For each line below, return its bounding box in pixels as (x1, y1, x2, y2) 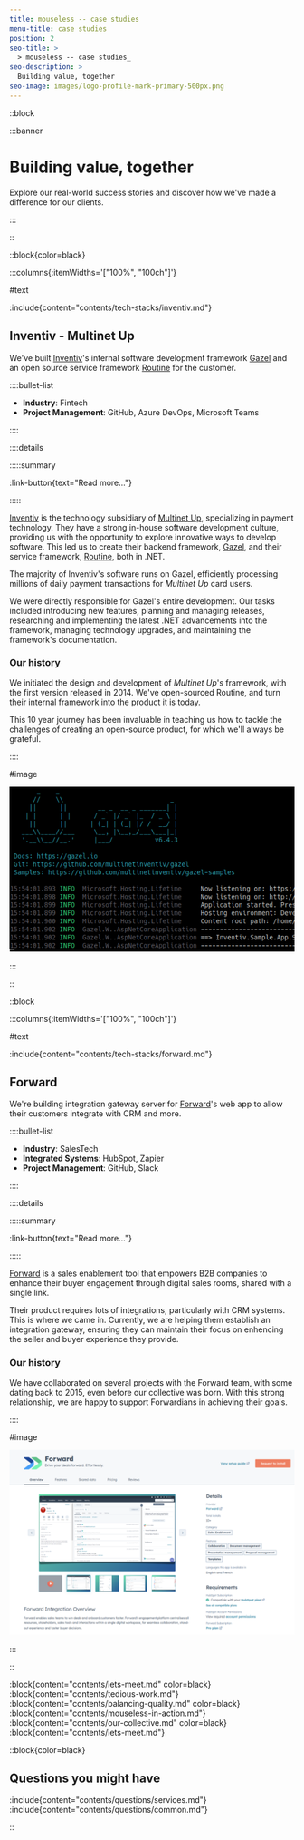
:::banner (9, 125, 43, 136)
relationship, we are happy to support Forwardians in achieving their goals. (9, 1397, 288, 1407)
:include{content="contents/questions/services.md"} (9, 1795, 207, 1806)
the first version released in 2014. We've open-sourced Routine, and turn (9, 686, 280, 697)
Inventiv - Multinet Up (9, 328, 136, 344)
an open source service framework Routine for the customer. (9, 362, 237, 373)
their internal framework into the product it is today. (9, 696, 201, 707)
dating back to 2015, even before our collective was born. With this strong (9, 1387, 285, 1397)
